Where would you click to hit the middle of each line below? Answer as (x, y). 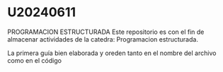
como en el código (35, 60)
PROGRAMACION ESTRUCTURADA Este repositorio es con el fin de (106, 32)
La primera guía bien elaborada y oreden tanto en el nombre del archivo (112, 53)
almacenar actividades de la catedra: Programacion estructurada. (103, 39)
